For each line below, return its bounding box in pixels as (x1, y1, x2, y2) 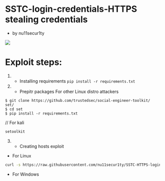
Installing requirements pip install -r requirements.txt (19, 78, 136, 84)
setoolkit (5, 129, 26, 134)
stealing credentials (5, 14, 88, 25)
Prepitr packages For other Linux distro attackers (19, 89, 119, 94)
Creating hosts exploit (19, 143, 64, 149)
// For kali (5, 120, 25, 125)
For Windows (12, 171, 39, 177)
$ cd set (5, 107, 23, 112)
